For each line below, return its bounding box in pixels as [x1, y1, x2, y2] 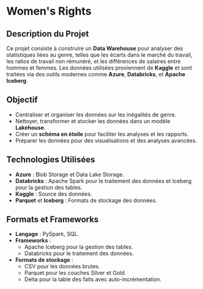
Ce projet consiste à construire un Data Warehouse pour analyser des [6, 45, 183, 52]
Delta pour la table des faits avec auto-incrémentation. [24, 276, 162, 283]
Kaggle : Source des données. [15, 190, 92, 198]
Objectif [6, 95, 38, 105]
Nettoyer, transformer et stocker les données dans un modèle [15, 117, 171, 124]
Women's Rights [6, 4, 92, 18]
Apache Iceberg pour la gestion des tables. [24, 243, 133, 251]
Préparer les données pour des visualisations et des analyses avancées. [15, 137, 197, 144]
